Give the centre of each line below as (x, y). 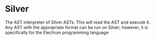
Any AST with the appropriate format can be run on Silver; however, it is (77, 27)
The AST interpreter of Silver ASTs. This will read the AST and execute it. (78, 22)
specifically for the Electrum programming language (57, 32)
